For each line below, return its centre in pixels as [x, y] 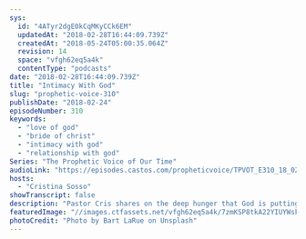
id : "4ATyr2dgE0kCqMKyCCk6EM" [75, 26]
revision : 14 [42, 52]
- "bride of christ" [56, 136]
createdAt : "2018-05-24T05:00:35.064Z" [93, 43]
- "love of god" [48, 128]
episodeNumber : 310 [46, 111]
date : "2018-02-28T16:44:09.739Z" [75, 77]
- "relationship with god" [69, 153]
